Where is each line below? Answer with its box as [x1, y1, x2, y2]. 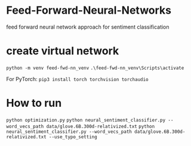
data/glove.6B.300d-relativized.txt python [46, 123, 155, 129]
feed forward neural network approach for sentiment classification [6, 23, 170, 30]
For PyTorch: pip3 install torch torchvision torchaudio [6, 75, 149, 82]
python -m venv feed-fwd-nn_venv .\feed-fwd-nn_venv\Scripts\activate [6, 65, 184, 71]
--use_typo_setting [48, 133, 97, 140]
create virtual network [6, 44, 119, 58]
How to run [6, 97, 62, 110]
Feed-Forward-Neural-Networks [6, 4, 172, 17]
